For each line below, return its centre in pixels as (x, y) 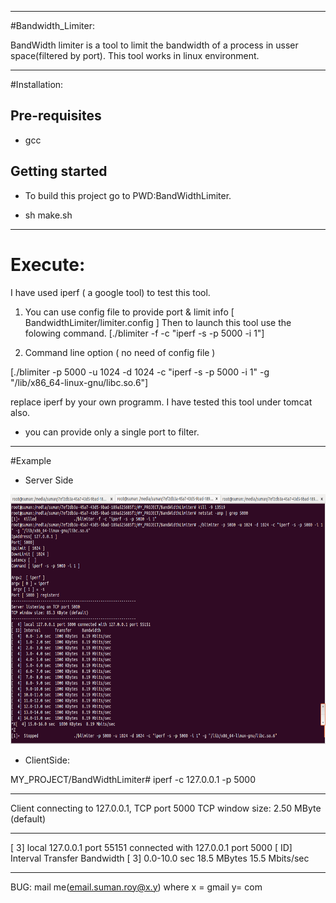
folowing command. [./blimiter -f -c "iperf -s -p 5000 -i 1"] (144, 333)
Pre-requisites (56, 116)
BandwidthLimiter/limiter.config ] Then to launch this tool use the (158, 322)
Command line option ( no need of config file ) (120, 352)
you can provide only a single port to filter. (112, 432)
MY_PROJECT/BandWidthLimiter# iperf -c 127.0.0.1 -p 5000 (133, 779)
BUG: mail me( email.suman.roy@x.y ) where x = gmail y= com (136, 887)
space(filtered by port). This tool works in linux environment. (135, 55)
